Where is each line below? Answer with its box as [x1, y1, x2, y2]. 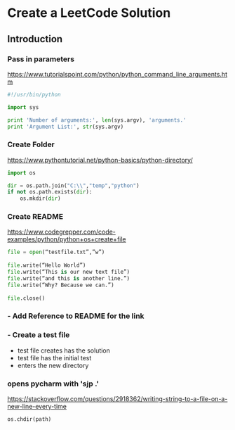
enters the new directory [17, 361, 89, 369]
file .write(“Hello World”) [7, 262, 86, 269]
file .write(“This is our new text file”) [7, 269, 130, 276]
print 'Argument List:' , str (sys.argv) [7, 123, 124, 130]
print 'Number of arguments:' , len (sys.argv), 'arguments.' [7, 116, 187, 124]
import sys [7, 103, 39, 110]
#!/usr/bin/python [7, 91, 61, 98]
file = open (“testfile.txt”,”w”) [7, 248, 105, 256]
